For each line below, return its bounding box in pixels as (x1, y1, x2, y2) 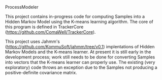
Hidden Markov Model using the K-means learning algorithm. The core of (5, 19, 154, 24)
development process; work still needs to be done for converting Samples (5, 54, 155, 60)
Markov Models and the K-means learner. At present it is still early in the (5, 49, 151, 55)
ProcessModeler (5, 4, 38, 10)
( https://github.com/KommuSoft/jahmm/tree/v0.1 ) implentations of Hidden (5, 44, 155, 49)
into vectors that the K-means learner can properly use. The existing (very (5, 60, 156, 65)
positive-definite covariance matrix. (5, 70, 77, 75)
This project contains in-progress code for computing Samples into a (5, 14, 145, 19)
